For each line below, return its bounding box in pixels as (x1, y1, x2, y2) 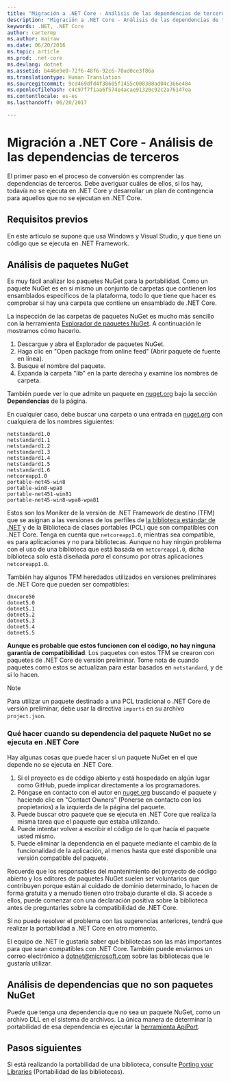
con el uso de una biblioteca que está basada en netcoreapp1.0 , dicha (7, 545, 205, 554)
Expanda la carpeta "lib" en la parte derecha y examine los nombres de (16, 369, 218, 378)
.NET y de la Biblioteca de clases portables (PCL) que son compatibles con (7, 524, 219, 532)
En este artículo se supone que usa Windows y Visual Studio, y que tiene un (7, 232, 221, 240)
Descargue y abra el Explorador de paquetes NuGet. (16, 340, 166, 348)
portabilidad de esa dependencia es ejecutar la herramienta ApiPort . (7, 1022, 200, 1031)
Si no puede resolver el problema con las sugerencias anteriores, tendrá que (7, 916, 223, 925)
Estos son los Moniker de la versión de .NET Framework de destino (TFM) (7, 508, 215, 517)
